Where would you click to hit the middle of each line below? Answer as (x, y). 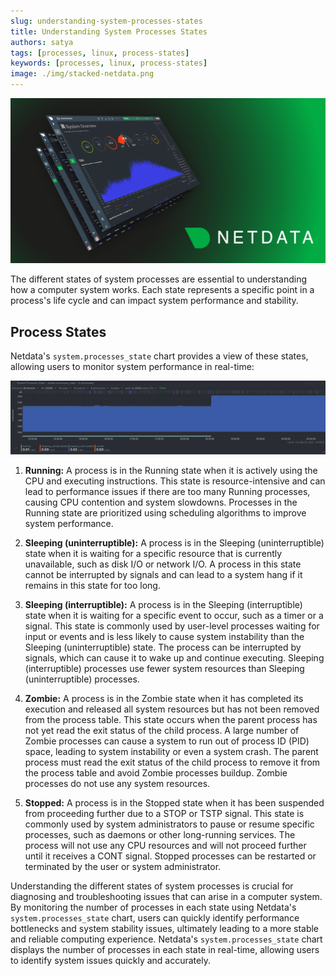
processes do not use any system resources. (117, 784)
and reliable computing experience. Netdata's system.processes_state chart (166, 939)
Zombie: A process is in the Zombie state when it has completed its (164, 699)
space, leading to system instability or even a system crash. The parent (171, 752)
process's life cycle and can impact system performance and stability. (154, 301)
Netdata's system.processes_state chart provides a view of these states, (159, 356)
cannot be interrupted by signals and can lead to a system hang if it (163, 575)
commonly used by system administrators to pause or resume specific (169, 824)
